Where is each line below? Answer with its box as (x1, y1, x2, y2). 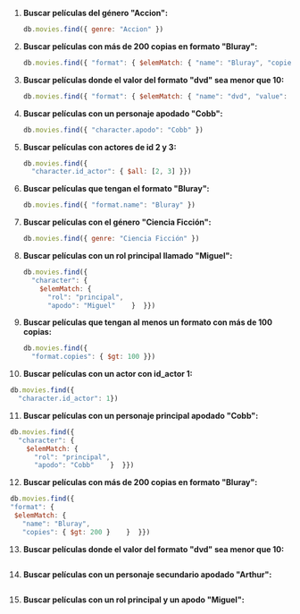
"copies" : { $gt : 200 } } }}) (21, 527, 151, 536)
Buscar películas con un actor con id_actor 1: (22, 369, 193, 379)
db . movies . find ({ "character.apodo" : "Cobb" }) (22, 125, 204, 134)
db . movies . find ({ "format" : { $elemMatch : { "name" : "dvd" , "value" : (22, 91, 288, 101)
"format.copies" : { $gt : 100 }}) (31, 353, 156, 362)
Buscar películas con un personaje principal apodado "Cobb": (22, 410, 259, 421)
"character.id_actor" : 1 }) (18, 394, 119, 403)
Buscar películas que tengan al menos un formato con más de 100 (22, 317, 273, 328)
